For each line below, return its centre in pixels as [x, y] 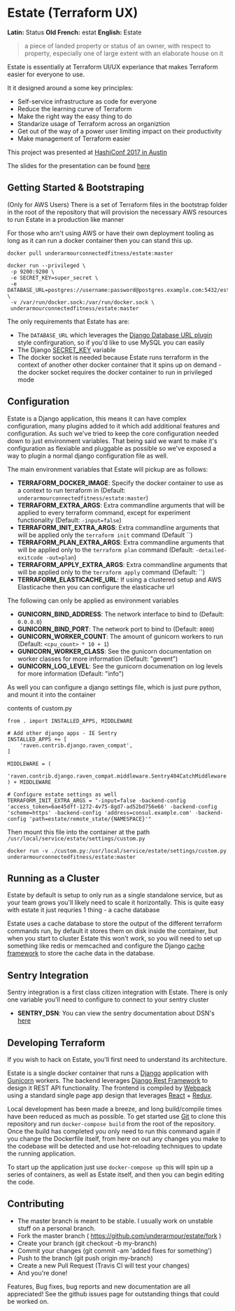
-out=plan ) [61, 557]
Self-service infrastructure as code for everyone [87, 101]
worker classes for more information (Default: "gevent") [98, 659]
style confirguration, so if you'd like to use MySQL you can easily [111, 342]
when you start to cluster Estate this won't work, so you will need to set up [114, 939]
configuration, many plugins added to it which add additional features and [114, 426]
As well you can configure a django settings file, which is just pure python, [114, 687]
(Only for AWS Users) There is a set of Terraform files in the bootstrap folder [117, 204]
